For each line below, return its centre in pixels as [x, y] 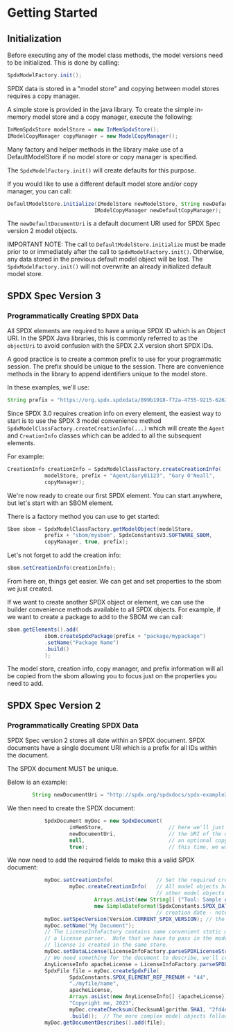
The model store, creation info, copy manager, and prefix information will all [115, 668]
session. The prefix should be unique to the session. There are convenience [115, 367]
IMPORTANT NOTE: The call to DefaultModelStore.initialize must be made [116, 244]
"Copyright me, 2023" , [102, 1003]
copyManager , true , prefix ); [86, 542]
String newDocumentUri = [68, 795]
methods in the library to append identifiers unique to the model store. [107, 374]
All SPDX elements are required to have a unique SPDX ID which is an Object [116, 331]
